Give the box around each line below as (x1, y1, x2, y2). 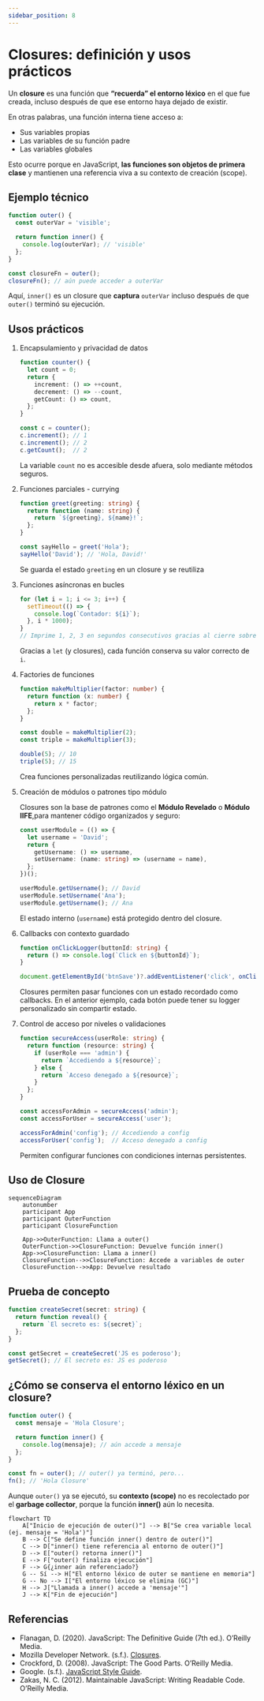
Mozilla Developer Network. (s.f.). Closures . (19, 1650, 162, 1659)
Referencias (8, 1612, 69, 1626)
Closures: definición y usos (8, 45, 191, 63)
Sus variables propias (19, 127, 91, 137)
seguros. (19, 469, 49, 478)
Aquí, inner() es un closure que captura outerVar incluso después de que (8, 291, 250, 301)
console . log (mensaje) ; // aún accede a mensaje (22, 1441, 181, 1448)
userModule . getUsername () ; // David (19, 885, 140, 893)
